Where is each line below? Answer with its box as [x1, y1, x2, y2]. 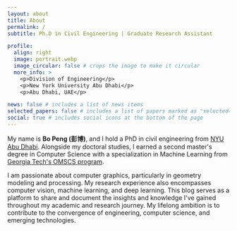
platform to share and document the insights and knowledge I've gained [7, 193, 217, 201]
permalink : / [7, 23, 46, 30]
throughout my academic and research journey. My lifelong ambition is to [7, 201, 220, 209]
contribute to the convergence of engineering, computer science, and [7, 208, 210, 217]
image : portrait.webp [13, 56, 78, 63]
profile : [7, 43, 33, 50]
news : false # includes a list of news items [7, 101, 143, 108]
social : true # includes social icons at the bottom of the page [7, 114, 203, 122]
